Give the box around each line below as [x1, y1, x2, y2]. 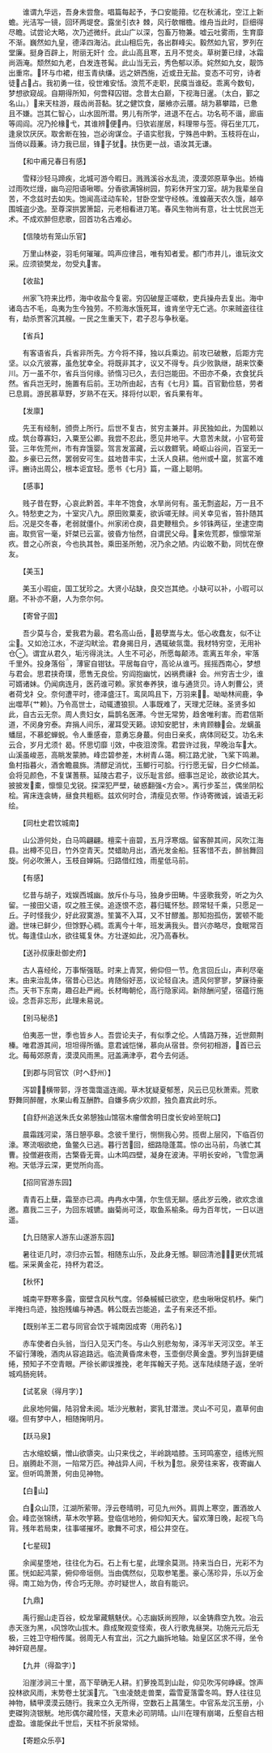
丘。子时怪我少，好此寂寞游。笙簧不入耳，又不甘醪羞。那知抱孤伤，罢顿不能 [8, 910, 264, 920]
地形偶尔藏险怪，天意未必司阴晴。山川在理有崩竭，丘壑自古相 [57, 1708, 264, 1717]
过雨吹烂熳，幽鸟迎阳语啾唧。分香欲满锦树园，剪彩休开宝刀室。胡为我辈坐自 [8, 184, 264, 193]
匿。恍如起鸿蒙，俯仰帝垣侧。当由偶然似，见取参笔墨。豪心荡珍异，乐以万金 [8, 1568, 264, 1578]
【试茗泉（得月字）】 [22, 1387, 87, 1396]
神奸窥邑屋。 [8, 1643, 51, 1652]
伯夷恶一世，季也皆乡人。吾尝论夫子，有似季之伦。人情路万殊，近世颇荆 [22, 1030, 264, 1039]
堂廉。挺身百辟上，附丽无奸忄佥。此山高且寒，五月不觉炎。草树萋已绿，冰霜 [8, 48, 264, 57]
